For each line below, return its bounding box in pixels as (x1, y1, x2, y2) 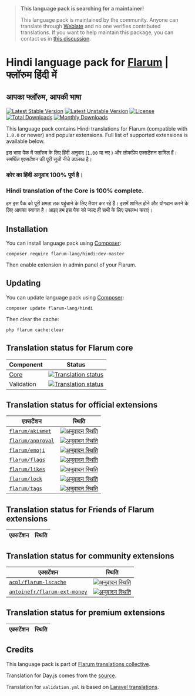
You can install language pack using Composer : (6, 239, 122, 247)
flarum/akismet (9, 428, 52, 435)
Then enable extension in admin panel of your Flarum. (6, 261, 137, 268)
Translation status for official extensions (6, 400, 158, 410)
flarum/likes (9, 466, 46, 473)
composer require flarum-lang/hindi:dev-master (6, 251, 125, 257)
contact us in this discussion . (20, 35, 91, 42)
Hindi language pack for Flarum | (6, 56, 169, 69)
